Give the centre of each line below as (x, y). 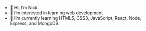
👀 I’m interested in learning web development (56, 13)
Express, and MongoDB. (35, 23)
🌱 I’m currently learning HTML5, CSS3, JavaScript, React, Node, (75, 18)
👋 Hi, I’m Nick (24, 8)
